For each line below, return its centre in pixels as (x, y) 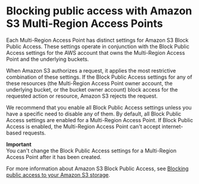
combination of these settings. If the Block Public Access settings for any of (99, 77)
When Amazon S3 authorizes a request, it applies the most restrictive (91, 70)
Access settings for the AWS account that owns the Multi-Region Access (96, 52)
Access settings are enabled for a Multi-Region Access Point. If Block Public (100, 120)
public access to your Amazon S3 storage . (58, 174)
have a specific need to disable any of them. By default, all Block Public (94, 114)
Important (19, 144)
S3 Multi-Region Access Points (85, 24)
